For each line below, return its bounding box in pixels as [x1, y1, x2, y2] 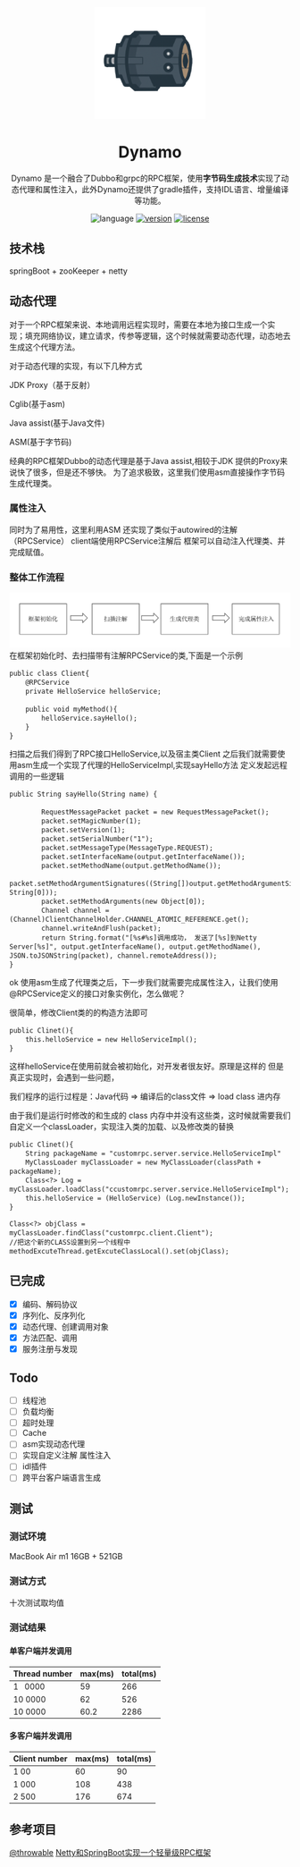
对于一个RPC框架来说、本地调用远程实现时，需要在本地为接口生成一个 [9, 319, 268, 330]
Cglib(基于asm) [9, 398, 65, 409]
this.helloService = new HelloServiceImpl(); [25, 1035, 198, 1044]
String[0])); [9, 888, 58, 898]
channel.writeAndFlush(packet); [41, 924, 162, 933]
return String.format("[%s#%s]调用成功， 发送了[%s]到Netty [41, 933, 257, 942]
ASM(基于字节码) [9, 436, 72, 447]
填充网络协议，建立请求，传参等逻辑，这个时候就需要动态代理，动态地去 [24, 330, 291, 341]
